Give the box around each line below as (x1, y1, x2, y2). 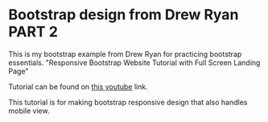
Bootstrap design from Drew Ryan (8, 6, 239, 24)
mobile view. (8, 106, 50, 116)
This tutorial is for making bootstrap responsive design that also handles (8, 97, 248, 107)
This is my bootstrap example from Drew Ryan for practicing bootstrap (8, 49, 242, 59)
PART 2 (8, 22, 59, 41)
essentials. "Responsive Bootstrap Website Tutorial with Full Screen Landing (8, 58, 261, 67)
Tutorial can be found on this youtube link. (8, 82, 148, 91)
